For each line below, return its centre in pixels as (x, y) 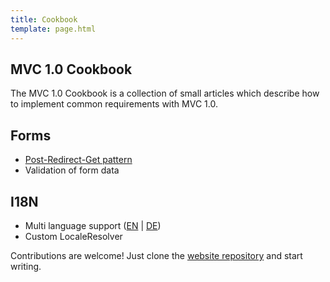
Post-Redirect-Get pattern (78, 160)
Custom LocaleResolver (73, 236)
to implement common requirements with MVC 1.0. (114, 104)
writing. (26, 266)
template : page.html (53, 29)
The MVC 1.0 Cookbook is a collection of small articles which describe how (165, 93)
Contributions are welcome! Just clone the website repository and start (156, 255)
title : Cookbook (44, 19)
